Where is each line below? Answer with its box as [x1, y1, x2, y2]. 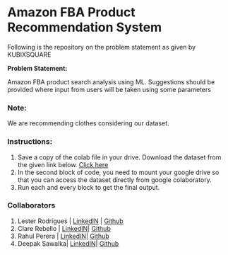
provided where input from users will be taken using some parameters [7, 85, 212, 93]
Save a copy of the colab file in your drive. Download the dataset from [17, 153, 222, 161]
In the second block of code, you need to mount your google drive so [17, 168, 220, 176]
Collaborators [7, 200, 56, 210]
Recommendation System [7, 19, 162, 35]
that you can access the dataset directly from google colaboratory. [17, 175, 212, 184]
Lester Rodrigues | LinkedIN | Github [17, 217, 124, 225]
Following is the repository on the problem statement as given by [7, 42, 196, 51]
